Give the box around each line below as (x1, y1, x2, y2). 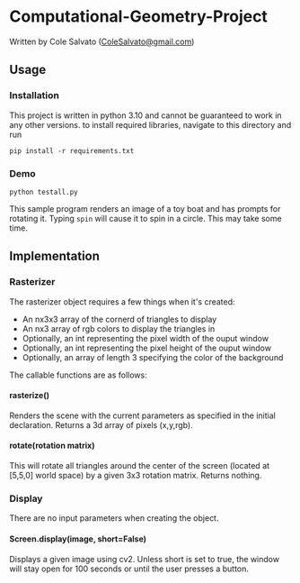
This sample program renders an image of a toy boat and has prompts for (9, 203, 281, 214)
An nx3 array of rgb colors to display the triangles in (22, 323, 216, 334)
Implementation (9, 249, 101, 264)
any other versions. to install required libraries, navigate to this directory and (9, 119, 292, 130)
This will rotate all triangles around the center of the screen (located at (9, 460, 270, 471)
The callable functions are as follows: (9, 369, 147, 380)
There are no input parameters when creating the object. (9, 513, 219, 524)
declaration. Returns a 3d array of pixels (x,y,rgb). (9, 419, 193, 430)
